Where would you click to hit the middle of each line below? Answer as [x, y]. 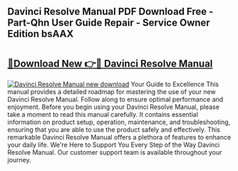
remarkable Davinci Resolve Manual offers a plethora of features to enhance [119, 137]
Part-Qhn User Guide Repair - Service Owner [109, 23]
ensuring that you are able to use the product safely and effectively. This [114, 130]
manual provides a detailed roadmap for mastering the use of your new [112, 92]
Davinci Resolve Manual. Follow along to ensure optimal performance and [115, 99]
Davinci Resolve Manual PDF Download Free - [110, 12]
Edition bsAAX [41, 34]
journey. [19, 160]
